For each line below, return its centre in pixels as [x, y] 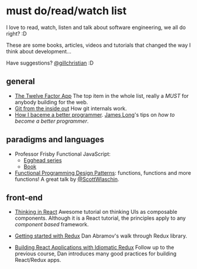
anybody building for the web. [51, 102]
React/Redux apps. [38, 260]
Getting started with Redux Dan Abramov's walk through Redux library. [101, 236]
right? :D [17, 33]
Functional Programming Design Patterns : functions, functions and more [103, 172]
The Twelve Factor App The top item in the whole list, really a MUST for [102, 95]
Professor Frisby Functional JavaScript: [63, 154]
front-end [25, 198]
